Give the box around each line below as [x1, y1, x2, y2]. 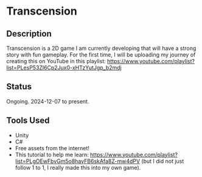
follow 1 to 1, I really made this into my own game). [15, 164, 141, 171]
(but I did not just [141, 157, 184, 165]
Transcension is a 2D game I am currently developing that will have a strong [6, 44, 197, 52]
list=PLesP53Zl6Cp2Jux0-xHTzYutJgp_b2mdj [6, 64, 122, 71]
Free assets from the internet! [15, 144, 90, 151]
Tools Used [6, 116, 50, 126]
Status [6, 82, 32, 92]
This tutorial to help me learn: [15, 151, 89, 158]
